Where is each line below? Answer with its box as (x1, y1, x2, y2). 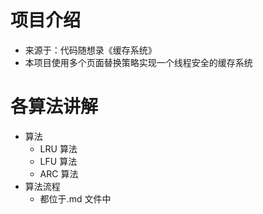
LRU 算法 (39, 142, 78, 155)
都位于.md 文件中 (39, 192, 112, 205)
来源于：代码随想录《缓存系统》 (24, 44, 157, 56)
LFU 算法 (39, 155, 78, 167)
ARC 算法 (39, 167, 79, 180)
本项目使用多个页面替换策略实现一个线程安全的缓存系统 (24, 56, 253, 68)
